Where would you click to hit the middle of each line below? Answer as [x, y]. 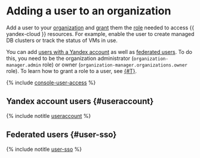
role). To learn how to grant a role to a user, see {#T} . [72, 71]
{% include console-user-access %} [51, 83]
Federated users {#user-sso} [61, 135]
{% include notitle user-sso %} [44, 149]
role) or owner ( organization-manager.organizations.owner [115, 65]
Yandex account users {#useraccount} [80, 101]
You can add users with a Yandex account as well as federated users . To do [99, 51]
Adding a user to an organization [89, 11]
